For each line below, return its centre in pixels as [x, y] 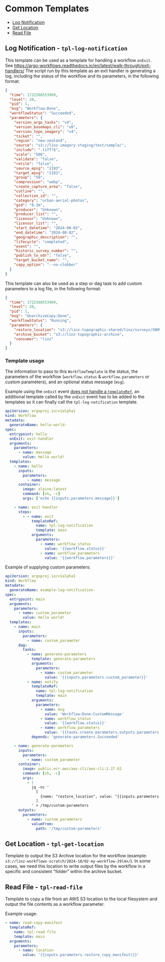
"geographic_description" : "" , [46, 237]
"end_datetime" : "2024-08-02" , [46, 233]
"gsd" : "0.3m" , [29, 205]
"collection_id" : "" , [36, 196]
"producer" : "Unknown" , [38, 210]
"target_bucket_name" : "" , [41, 260]
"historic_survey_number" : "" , [46, 251]
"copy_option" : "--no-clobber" [46, 265]
